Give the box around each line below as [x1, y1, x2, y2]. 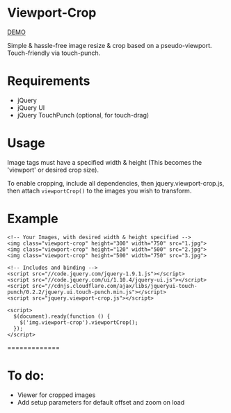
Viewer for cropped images [17, 391, 96, 399]
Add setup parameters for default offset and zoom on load [17, 398, 185, 406]
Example [7, 211, 58, 227]
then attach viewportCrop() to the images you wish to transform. [7, 186, 192, 195]
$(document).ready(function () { [13, 313, 111, 320]
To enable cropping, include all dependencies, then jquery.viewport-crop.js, [7, 179, 225, 187]
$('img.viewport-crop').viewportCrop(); [19, 318, 138, 326]
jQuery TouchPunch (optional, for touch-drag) [17, 111, 150, 119]
